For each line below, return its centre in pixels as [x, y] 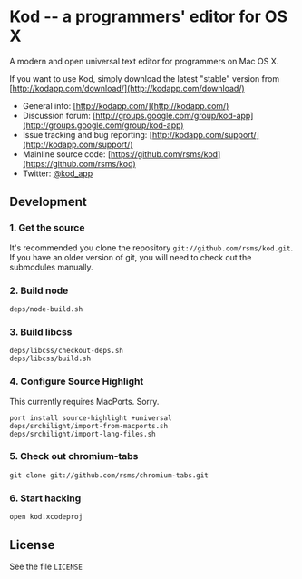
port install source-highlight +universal [91, 418]
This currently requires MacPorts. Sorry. [84, 401]
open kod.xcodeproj [46, 517]
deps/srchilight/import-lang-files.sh [83, 434]
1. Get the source [47, 228]
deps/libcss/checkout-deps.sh [67, 351]
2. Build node [39, 290]
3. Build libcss [41, 331]
